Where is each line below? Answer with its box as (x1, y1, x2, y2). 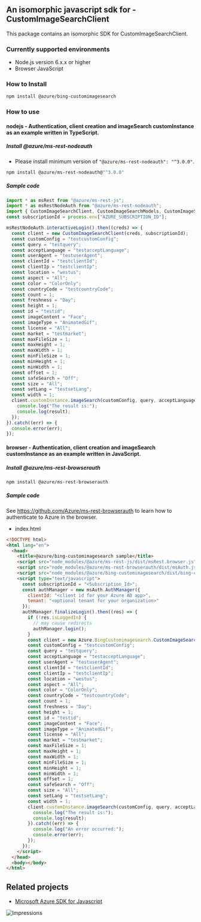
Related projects (6, 882, 69, 892)
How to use (6, 108, 40, 116)
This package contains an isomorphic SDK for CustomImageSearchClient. (6, 30, 188, 37)
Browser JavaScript (14, 65, 64, 72)
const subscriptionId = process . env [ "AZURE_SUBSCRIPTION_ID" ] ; (6, 214, 167, 220)
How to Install (6, 80, 47, 89)
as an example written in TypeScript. (6, 129, 100, 136)
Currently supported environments (6, 45, 110, 53)
